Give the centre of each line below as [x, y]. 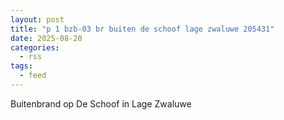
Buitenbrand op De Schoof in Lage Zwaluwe [101, 103]
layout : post [37, 19]
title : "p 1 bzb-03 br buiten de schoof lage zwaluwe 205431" [142, 29]
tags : [21, 66]
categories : [35, 47]
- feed [33, 76]
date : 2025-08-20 [46, 38]
